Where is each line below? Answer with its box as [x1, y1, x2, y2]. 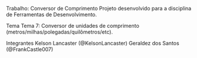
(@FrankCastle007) [6, 46, 54, 53]
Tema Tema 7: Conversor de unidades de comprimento [6, 23, 139, 29]
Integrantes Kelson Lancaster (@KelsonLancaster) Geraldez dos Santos [6, 40, 179, 46]
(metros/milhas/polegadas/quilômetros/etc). [6, 28, 113, 35]
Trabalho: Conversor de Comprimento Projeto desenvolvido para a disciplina [6, 5, 192, 12]
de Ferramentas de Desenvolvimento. [6, 11, 97, 18]
